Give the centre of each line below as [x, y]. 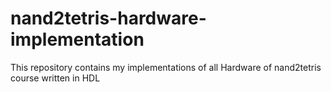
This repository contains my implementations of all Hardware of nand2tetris [166, 67]
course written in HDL [55, 78]
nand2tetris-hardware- [108, 18]
